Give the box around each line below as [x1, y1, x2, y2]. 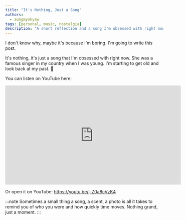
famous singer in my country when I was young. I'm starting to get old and [5, 60, 159, 66]
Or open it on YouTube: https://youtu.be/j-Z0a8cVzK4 [5, 189, 116, 195]
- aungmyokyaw [10, 17, 39, 22]
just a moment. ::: [5, 209, 41, 215]
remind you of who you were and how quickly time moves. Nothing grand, [5, 204, 158, 210]
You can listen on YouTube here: [5, 76, 72, 82]
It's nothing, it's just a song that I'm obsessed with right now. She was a [5, 55, 153, 61]
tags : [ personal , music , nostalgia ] [5, 21, 82, 27]
